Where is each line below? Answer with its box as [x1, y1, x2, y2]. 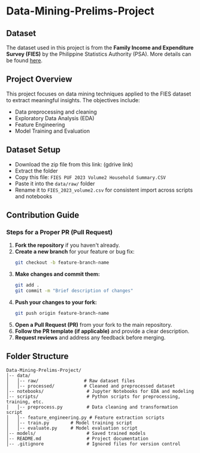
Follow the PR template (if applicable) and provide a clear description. [14, 327, 190, 335]
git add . [14, 282, 40, 288]
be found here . [6, 57, 43, 64]
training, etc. [6, 398, 44, 405]
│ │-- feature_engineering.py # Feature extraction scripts [6, 415, 165, 421]
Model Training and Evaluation [14, 127, 90, 135]
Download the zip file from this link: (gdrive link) [14, 160, 134, 168]
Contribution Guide [6, 210, 80, 220]
